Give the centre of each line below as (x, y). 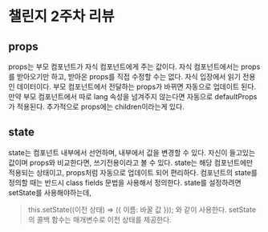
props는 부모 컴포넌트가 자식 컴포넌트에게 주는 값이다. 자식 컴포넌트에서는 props (134, 66)
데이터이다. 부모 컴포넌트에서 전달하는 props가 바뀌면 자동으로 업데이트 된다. (136, 86)
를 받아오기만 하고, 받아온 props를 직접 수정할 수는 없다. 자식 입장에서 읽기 (124, 76)
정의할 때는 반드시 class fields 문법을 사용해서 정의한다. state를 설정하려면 (125, 182)
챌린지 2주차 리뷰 (61, 16)
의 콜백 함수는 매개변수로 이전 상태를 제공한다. (100, 219)
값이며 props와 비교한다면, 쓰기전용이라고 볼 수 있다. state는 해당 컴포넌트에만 (131, 162)
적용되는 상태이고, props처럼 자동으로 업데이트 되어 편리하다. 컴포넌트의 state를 (133, 172)
